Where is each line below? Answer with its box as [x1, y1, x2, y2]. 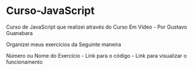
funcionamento [6, 58, 43, 65]
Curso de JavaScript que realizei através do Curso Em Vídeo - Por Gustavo [6, 23, 188, 30]
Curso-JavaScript [6, 4, 95, 17]
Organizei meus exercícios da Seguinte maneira [6, 41, 121, 48]
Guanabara [6, 29, 33, 36]
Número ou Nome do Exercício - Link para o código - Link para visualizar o [6, 52, 187, 59]
